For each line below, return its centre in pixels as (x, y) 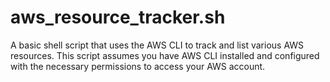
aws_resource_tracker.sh (118, 17)
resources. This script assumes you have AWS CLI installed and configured (165, 55)
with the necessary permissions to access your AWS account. (138, 66)
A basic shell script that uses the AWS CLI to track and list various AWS (157, 45)
